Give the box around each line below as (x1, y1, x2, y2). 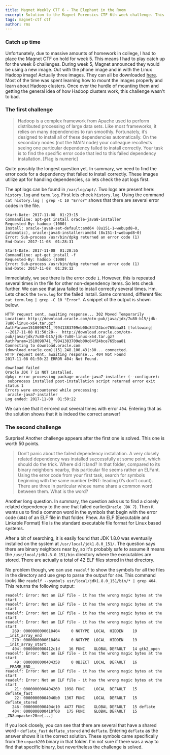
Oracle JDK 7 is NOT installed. (5, 370, 74, 375)
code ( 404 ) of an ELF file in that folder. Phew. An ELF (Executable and (5, 514, 150, 520)
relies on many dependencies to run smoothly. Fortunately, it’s (17, 128, 148, 135)
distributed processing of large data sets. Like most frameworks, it (17, 123, 157, 129)
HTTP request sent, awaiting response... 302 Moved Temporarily (5, 311, 144, 317)
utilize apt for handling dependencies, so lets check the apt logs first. (5, 176, 150, 183)
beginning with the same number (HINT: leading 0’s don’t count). (17, 478, 153, 484)
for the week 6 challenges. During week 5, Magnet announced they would (5, 61, 160, 67)
